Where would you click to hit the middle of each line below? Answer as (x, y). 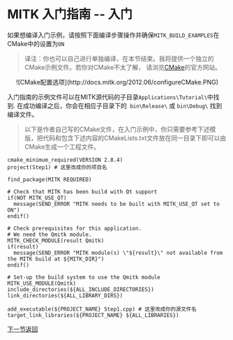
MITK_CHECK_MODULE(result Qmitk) (56, 241)
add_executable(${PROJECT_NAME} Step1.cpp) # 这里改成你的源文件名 (102, 309)
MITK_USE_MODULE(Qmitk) (42, 283)
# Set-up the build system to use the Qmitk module (84, 277)
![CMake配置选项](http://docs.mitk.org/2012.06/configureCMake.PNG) (117, 82)
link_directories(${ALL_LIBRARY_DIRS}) (65, 295)
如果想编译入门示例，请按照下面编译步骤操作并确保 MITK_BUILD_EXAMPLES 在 (113, 35)
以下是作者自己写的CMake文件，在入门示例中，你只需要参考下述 (117, 129)
